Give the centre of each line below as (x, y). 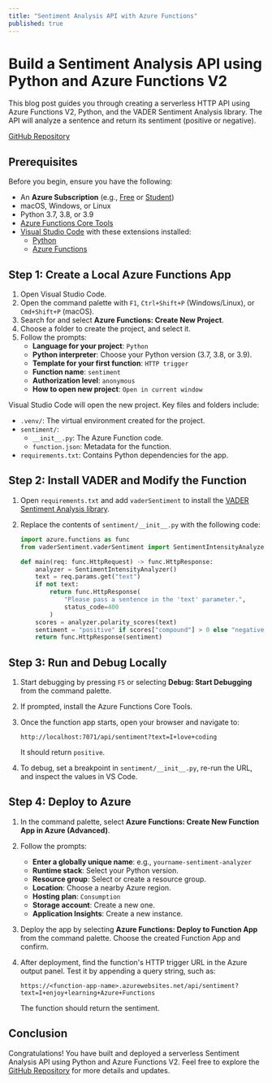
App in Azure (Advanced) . (65, 830)
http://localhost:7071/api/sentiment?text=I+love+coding (119, 737)
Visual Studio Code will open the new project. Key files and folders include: (134, 405)
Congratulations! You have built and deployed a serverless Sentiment (124, 1053)
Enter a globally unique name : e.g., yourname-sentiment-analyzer (142, 861)
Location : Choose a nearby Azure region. (102, 887)
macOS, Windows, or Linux (65, 206)
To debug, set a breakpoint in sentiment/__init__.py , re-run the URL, (136, 768)
